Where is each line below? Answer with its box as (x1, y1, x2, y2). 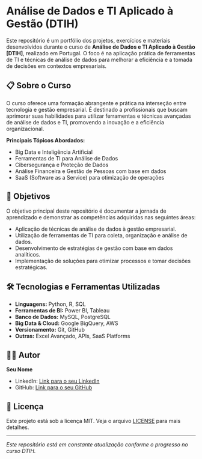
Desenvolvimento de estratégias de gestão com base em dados (14, 245, 173, 252)
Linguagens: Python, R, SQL (14, 300, 86, 308)
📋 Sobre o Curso (6, 81, 72, 91)
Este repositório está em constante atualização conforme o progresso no (6, 441, 188, 448)
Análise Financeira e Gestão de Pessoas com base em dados (14, 167, 167, 175)
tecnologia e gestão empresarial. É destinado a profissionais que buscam (6, 106, 188, 113)
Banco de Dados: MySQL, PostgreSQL (14, 314, 111, 321)
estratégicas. (14, 263, 48, 271)
